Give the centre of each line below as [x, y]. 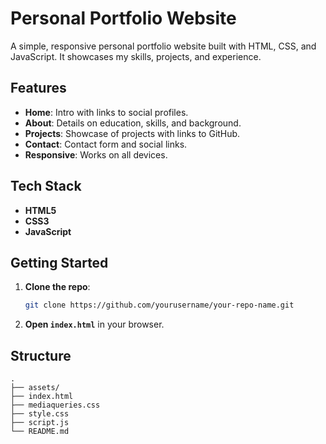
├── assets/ [35, 388]
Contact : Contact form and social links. [106, 144]
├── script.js [40, 423]
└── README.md [40, 432]
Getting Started [59, 262]
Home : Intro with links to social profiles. [106, 112]
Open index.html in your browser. [94, 324]
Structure [41, 355]
